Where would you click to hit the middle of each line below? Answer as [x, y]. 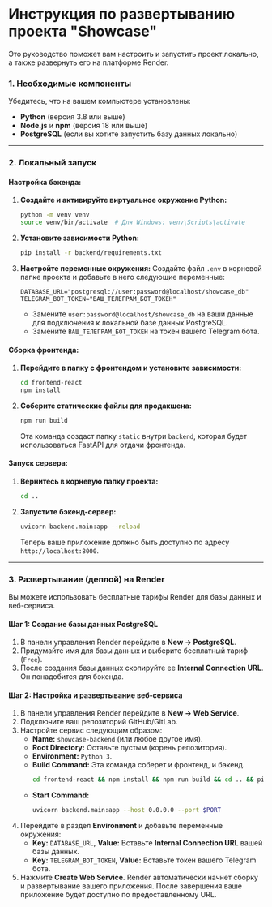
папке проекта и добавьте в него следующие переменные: [122, 277]
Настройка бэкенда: [45, 182]
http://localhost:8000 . [59, 550]
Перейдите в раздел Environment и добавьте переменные [121, 826]
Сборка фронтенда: [44, 350]
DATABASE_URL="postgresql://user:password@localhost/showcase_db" [134, 292]
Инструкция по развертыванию [122, 14]
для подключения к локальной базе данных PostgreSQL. [130, 322]
